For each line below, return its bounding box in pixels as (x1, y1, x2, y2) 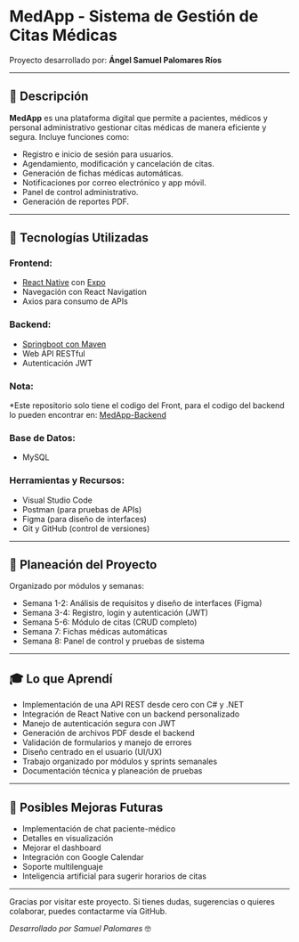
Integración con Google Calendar (21, 852, 144, 863)
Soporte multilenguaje (21, 862, 104, 872)
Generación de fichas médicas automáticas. (21, 168, 184, 178)
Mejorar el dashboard (21, 842, 101, 853)
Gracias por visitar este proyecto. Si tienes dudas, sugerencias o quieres (9, 897, 276, 907)
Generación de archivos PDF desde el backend (21, 728, 195, 739)
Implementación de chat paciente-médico (21, 823, 176, 834)
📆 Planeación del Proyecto (9, 557, 158, 572)
